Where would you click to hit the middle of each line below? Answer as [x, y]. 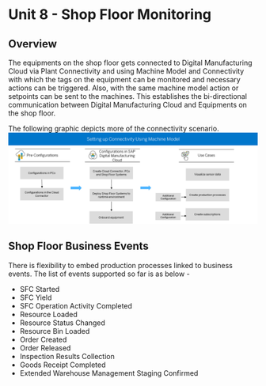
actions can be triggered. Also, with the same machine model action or [123, 88]
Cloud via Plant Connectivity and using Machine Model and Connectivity [126, 71]
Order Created [43, 339]
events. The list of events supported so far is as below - [99, 274]
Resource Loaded [48, 314]
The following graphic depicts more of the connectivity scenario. [114, 129]
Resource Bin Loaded [55, 331]
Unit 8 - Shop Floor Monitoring [110, 15]
